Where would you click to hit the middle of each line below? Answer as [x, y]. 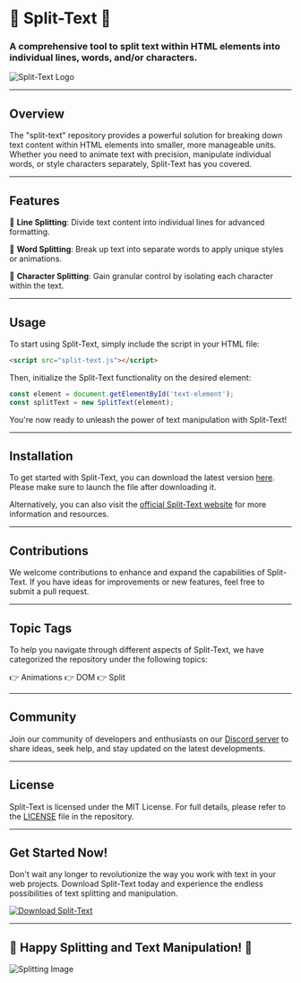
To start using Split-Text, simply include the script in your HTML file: [134, 344]
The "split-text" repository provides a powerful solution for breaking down [146, 136]
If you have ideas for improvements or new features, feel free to [147, 582]
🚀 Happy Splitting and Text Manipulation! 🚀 [131, 948]
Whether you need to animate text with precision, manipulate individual [140, 154]
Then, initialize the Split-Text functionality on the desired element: [130, 377]
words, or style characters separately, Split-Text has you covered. [131, 164]
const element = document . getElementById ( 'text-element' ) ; [122, 394]
